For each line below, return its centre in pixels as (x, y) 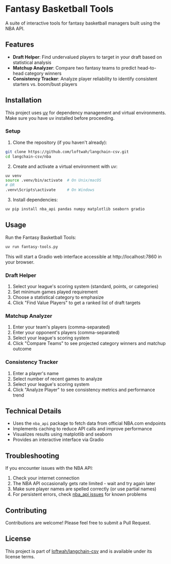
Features (20, 45)
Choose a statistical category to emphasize (58, 297)
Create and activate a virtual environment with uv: (65, 166)
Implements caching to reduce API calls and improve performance (82, 429)
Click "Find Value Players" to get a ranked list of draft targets (77, 302)
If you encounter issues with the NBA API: (49, 468)
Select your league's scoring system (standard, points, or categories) (86, 286)
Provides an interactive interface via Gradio (58, 440)
